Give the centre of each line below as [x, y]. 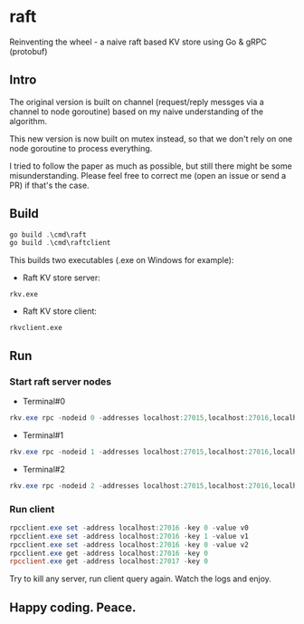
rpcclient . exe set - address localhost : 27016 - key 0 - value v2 [129, 545]
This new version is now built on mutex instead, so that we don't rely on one [151, 139]
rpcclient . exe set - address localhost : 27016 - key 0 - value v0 [129, 528]
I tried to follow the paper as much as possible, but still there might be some [151, 166]
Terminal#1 [43, 435]
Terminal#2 [43, 469]
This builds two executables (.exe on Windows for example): [122, 260]
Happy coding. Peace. [73, 607]
